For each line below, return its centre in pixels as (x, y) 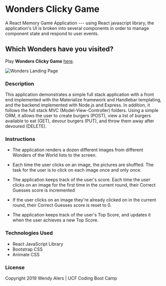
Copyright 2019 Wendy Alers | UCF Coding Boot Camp (61, 278)
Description (20, 84)
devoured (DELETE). (26, 126)
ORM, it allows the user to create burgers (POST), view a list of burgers (78, 116)
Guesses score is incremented (44, 191)
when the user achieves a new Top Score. (55, 220)
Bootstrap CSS (27, 249)
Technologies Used (29, 233)
